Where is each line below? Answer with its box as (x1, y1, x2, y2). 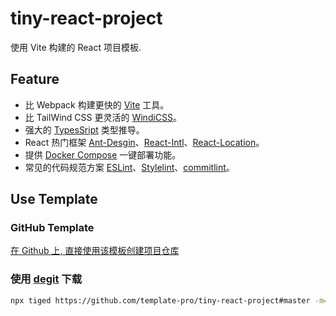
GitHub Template (10, 221, 95, 235)
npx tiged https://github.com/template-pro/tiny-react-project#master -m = (10, 295, 329, 306)
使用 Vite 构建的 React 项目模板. (10, 41, 142, 53)
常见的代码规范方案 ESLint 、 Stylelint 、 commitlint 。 (24, 161, 235, 173)
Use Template (10, 191, 98, 208)
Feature (10, 71, 60, 88)
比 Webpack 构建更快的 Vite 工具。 (24, 98, 170, 111)
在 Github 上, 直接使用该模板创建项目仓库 (10, 245, 180, 257)
